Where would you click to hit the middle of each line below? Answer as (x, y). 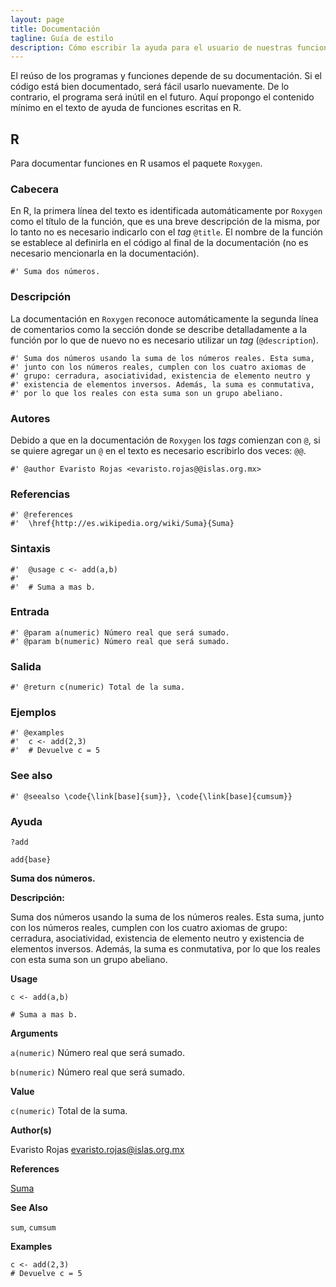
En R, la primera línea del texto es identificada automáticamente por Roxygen (166, 211)
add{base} (31, 860)
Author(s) (31, 1130)
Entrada (30, 612)
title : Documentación (55, 29)
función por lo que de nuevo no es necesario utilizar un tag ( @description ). (164, 340)
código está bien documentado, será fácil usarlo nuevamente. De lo (150, 87)
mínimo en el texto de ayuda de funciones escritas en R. (126, 108)
